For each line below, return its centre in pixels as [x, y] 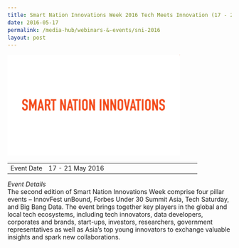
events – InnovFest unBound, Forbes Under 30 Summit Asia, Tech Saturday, [118, 199]
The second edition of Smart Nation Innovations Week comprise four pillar [116, 191]
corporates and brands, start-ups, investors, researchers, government [110, 222]
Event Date [26, 168]
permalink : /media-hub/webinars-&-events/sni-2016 [84, 30]
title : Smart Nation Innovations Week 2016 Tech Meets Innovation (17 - [117, 15]
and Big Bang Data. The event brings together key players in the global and [117, 207]
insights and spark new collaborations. [64, 237]
